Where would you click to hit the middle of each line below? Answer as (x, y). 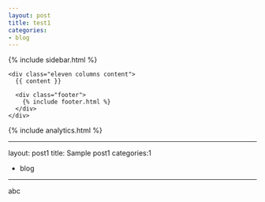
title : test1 (30, 23)
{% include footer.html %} (67, 102)
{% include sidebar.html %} (53, 60)
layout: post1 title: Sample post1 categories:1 (80, 153)
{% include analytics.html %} (55, 130)
